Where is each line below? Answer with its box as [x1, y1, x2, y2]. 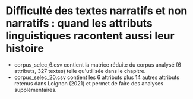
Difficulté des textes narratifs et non [5, 4, 188, 18]
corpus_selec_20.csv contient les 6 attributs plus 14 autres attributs [14, 74, 179, 81]
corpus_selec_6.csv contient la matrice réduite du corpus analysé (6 [14, 61, 182, 68]
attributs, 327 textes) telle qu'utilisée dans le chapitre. [14, 67, 146, 74]
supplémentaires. [14, 86, 57, 93]
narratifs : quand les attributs [5, 16, 153, 30]
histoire [5, 42, 44, 55]
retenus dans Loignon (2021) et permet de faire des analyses [14, 80, 164, 87]
